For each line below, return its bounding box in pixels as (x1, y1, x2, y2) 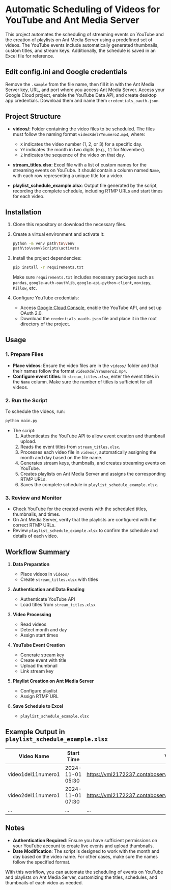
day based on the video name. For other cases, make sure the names (12, 853, 158, 859)
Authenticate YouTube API (20, 596, 75, 602)
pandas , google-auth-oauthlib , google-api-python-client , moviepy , (12, 280, 152, 286)
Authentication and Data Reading (12, 586, 85, 592)
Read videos (20, 621, 47, 627)
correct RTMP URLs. (12, 522, 56, 528)
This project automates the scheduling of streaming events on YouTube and (5, 31, 164, 37)
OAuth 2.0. (20, 310, 43, 316)
